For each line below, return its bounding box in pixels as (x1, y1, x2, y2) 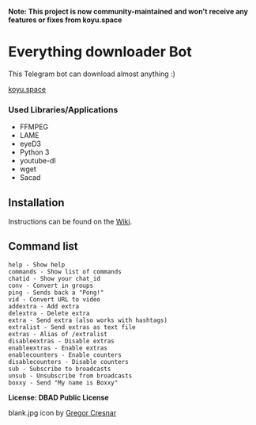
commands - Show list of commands (8, 267, 122, 276)
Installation (8, 196, 65, 209)
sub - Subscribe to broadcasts (8, 365, 111, 373)
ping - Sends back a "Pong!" (8, 289, 104, 297)
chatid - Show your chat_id (8, 274, 101, 282)
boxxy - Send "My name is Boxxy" (8, 378, 119, 387)
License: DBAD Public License (8, 392, 109, 402)
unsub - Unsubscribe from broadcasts (8, 372, 133, 380)
